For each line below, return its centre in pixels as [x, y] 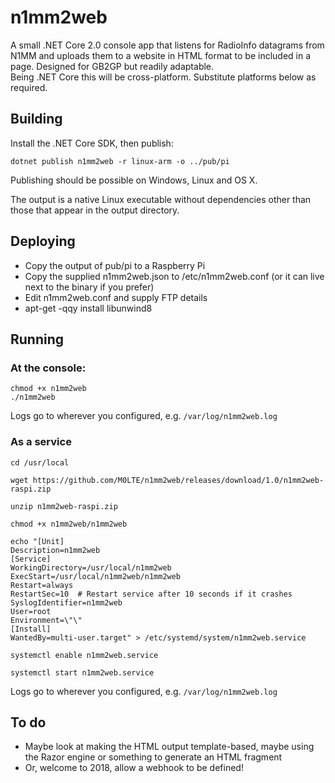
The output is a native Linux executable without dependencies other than [161, 199]
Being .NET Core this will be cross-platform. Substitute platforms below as [163, 77]
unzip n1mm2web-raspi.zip [64, 506]
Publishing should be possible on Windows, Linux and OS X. [134, 180]
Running [37, 339]
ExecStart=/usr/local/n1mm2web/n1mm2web [96, 576]
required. [29, 87]
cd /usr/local [40, 462]
